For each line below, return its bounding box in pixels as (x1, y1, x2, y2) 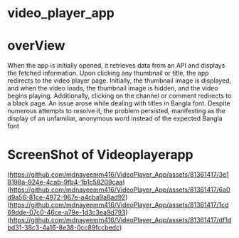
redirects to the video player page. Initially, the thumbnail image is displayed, (7, 76, 232, 85)
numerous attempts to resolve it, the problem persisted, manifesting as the (7, 107, 226, 115)
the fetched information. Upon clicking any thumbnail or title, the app (7, 69, 209, 78)
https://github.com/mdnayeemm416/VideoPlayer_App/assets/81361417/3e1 (9, 170, 229, 179)
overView (7, 38, 65, 54)
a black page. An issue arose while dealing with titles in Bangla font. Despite (7, 99, 230, 108)
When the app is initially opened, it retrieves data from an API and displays (7, 61, 225, 70)
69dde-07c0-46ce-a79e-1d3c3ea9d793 (7, 208, 126, 217)
